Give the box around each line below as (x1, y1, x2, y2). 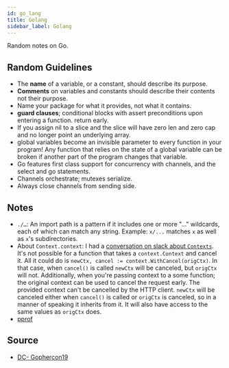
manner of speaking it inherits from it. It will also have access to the (16, 300, 208, 308)
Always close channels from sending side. (16, 182, 136, 190)
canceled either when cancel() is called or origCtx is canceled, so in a (16, 293, 217, 301)
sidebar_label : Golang (7, 23, 72, 30)
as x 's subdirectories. (16, 235, 78, 242)
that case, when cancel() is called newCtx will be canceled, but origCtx (16, 264, 217, 272)
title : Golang (7, 16, 48, 23)
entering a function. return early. (16, 116, 109, 124)
